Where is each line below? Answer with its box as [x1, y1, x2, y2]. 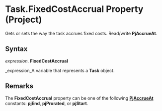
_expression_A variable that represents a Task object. [5, 67, 115, 73]
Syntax [5, 45, 28, 53]
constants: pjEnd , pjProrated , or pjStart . [5, 100, 88, 106]
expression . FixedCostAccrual [5, 58, 68, 64]
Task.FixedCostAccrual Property [5, 3, 144, 15]
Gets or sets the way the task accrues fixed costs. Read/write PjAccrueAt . [5, 30, 158, 36]
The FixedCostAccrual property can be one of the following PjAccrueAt [5, 95, 154, 101]
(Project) [5, 14, 42, 25]
